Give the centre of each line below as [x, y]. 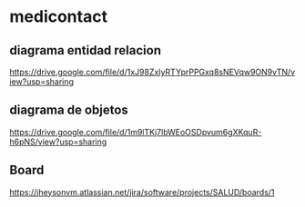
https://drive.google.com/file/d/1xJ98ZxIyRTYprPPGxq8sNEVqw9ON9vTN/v [152, 72]
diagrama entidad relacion [86, 50]
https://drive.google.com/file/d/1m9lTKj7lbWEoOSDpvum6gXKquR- [136, 132]
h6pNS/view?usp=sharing [58, 142]
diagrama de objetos [69, 110]
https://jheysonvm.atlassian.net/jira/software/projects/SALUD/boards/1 [142, 192]
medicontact [58, 17]
